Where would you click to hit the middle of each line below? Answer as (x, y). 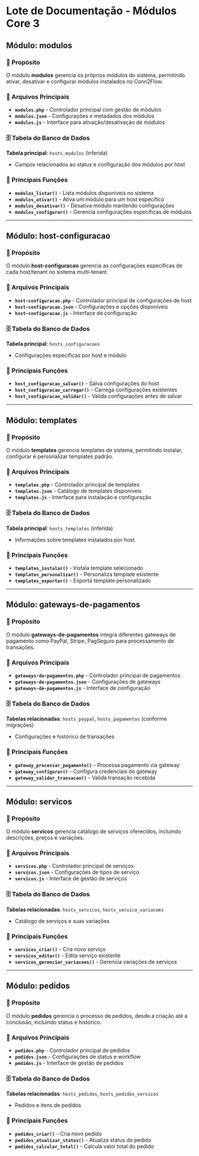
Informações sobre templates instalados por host (75, 539)
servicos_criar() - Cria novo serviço (60, 949)
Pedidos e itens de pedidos (48, 1105)
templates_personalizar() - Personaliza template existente (86, 574)
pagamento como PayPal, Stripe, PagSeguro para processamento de (90, 641)
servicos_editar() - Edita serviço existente (68, 956)
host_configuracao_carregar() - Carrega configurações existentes (96, 390)
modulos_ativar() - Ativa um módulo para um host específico (89, 199)
